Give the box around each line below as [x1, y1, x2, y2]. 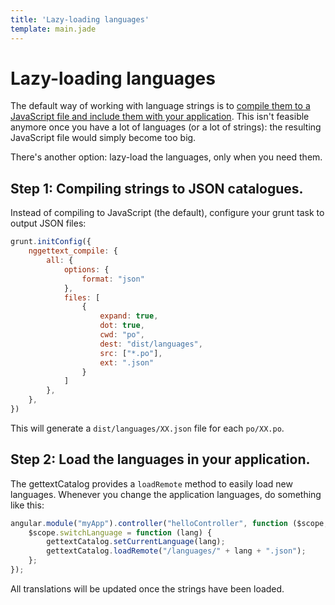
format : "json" [81, 274, 145, 284]
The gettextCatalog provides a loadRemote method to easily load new [10, 477, 293, 490]
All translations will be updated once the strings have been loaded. [10, 582, 285, 595]
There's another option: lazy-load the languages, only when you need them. [10, 151, 323, 163]
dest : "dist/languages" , [99, 339, 203, 349]
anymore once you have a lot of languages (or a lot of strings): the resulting [10, 121, 322, 133]
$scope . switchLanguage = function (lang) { [28, 527, 213, 538]
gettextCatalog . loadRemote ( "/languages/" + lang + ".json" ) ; [46, 546, 307, 556]
